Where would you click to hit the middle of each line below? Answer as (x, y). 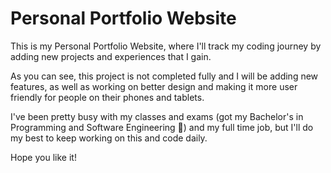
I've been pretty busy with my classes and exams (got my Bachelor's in (157, 116)
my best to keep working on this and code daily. (109, 138)
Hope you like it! (43, 157)
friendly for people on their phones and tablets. (107, 97)
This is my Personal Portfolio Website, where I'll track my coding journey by (166, 46)
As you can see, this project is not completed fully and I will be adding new (164, 76)
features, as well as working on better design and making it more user (154, 86)
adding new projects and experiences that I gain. (111, 56)
